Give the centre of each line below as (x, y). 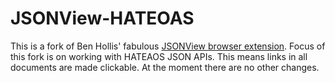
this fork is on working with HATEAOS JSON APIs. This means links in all (159, 56)
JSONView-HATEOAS (102, 18)
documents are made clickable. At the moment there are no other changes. (165, 67)
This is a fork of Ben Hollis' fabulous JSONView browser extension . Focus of (168, 46)
